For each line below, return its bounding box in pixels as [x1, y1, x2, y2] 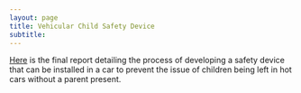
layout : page [9, 13, 59, 23]
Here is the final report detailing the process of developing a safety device [9, 55, 286, 66]
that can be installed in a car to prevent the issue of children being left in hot [9, 64, 293, 75]
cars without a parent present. [9, 74, 122, 85]
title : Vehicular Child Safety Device [9, 22, 155, 31]
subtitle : [9, 30, 47, 39]
